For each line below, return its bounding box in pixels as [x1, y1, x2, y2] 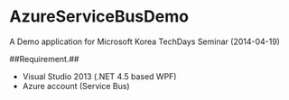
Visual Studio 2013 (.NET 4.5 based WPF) [22, 70, 177, 82]
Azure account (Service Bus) [22, 80, 130, 91]
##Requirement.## [9, 53, 79, 64]
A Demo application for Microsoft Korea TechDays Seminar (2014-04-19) [9, 36, 280, 47]
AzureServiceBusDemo [9, 6, 190, 27]
